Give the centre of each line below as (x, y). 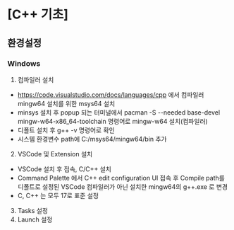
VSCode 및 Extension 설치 (55, 154)
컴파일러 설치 (36, 79)
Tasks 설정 (32, 210)
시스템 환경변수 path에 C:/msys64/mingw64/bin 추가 (92, 139)
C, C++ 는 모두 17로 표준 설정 (58, 195)
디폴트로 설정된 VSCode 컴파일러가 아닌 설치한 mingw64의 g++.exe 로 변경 (122, 186)
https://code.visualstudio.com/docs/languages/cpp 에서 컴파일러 (111, 94)
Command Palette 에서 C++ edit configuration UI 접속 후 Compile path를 (121, 178)
